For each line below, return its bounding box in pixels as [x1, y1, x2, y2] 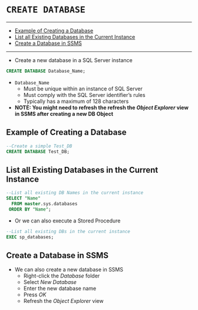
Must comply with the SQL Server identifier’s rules [23, 91, 146, 98]
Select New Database [23, 279, 77, 286]
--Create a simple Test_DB [6, 143, 72, 149]
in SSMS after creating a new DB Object [14, 110, 114, 117]
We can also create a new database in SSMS [14, 266, 124, 273]
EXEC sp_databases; [6, 234, 54, 240]
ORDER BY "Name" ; [8, 206, 51, 212]
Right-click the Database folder [23, 272, 100, 279]
